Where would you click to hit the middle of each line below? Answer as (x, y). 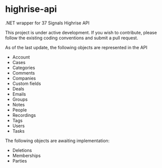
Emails (19, 94)
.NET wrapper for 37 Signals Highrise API (47, 23)
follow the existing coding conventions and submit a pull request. (72, 38)
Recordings (24, 115)
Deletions (22, 150)
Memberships (26, 156)
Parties (20, 161)
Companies (24, 78)
